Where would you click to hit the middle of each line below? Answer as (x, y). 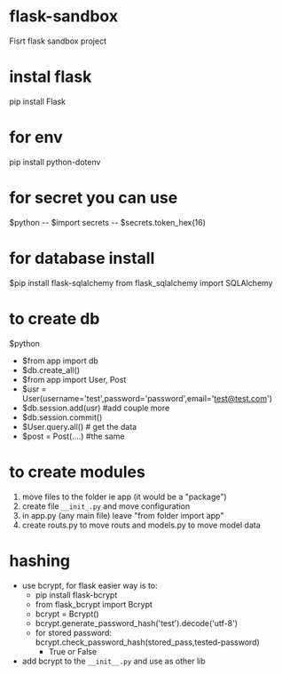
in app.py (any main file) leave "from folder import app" (123, 515)
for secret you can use (94, 198)
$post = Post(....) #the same (73, 436)
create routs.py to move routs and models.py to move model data (141, 525)
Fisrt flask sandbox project (58, 41)
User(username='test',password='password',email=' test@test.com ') (147, 398)
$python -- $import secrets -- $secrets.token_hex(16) (108, 222)
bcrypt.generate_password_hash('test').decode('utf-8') (136, 623)
